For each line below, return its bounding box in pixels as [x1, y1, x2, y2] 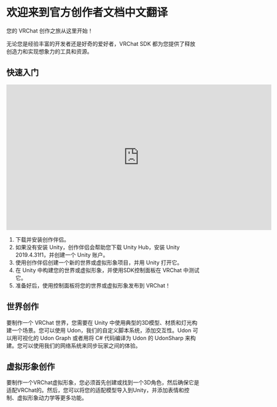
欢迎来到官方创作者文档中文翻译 [6, 6, 168, 20]
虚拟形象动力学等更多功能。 [17, 394, 87, 401]
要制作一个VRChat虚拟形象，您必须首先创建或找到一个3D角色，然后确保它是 [6, 379, 200, 386]
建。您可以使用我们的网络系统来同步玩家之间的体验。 [6, 341, 141, 349]
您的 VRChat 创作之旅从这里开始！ [6, 27, 93, 34]
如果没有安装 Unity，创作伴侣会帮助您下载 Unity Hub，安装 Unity [15, 243, 180, 251]
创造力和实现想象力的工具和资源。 [6, 47, 93, 55]
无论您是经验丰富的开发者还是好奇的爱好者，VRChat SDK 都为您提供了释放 [6, 40, 195, 47]
